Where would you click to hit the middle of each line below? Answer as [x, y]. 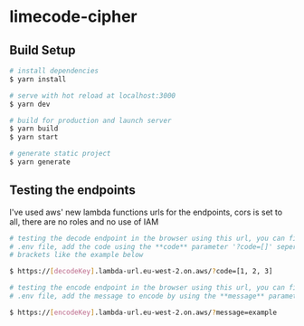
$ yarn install [38, 79]
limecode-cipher [73, 17]
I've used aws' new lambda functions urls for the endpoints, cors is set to [146, 212]
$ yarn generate [40, 162]
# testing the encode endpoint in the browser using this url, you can [147, 288]
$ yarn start [34, 138]
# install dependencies [54, 71]
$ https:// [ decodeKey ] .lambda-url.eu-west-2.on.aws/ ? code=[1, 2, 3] [141, 272]
